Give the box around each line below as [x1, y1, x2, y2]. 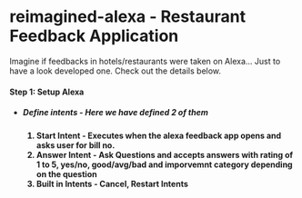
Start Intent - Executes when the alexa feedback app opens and [35, 130, 282, 141]
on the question [35, 168, 97, 179]
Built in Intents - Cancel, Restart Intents [35, 178, 189, 189]
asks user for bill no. [35, 139, 116, 151]
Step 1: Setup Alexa [9, 86, 85, 97]
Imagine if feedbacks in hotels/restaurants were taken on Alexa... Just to [9, 55, 281, 66]
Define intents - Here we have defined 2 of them [22, 107, 209, 118]
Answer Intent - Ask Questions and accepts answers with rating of [35, 149, 294, 160]
